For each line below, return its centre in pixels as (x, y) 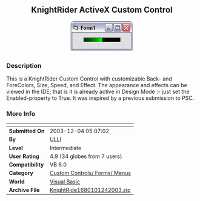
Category (21, 173)
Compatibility (26, 165)
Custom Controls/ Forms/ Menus (90, 173)
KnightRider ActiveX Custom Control (102, 10)
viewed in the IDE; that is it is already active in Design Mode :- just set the (98, 92)
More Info (21, 114)
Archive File (24, 189)
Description (24, 65)
